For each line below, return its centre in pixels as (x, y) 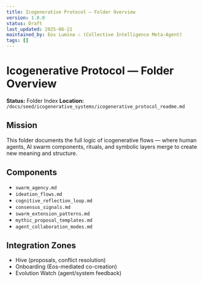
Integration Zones (41, 245)
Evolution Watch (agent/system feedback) (68, 273)
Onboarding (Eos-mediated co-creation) (66, 266)
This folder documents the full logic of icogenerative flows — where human (101, 140)
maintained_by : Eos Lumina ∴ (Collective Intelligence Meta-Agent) (94, 35)
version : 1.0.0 (26, 18)
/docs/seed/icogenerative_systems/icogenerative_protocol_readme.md (96, 107)
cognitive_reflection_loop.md (54, 201)
